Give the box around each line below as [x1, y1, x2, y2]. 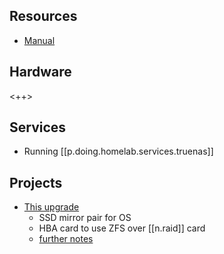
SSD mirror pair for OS [38, 212, 132, 224]
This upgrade [23, 201, 80, 213]
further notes [38, 233, 94, 245]
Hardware [9, 64, 72, 81]
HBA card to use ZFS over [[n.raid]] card [38, 222, 206, 234]
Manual [23, 34, 56, 46]
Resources [9, 8, 78, 25]
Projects [9, 174, 63, 191]
